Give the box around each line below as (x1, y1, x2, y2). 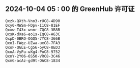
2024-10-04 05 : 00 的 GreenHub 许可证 (5, 5, 135, 14)
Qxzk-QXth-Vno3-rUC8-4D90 (5, 18, 60, 24)
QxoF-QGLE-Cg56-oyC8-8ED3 (5, 45, 60, 50)
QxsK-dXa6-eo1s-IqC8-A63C (5, 32, 60, 37)
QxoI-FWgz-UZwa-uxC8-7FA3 (5, 40, 60, 45)
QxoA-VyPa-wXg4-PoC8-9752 (5, 49, 60, 54)
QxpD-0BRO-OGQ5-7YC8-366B (5, 36, 60, 41)
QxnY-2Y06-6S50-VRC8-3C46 (5, 53, 60, 59)
